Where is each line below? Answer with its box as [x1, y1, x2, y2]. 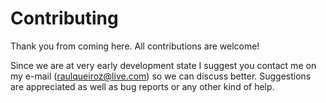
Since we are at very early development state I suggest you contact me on [10, 59, 317, 71]
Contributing [10, 7, 119, 30]
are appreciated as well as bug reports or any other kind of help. [10, 80, 275, 92]
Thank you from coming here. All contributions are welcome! [10, 40, 260, 52]
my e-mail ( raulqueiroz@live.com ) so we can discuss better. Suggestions [10, 70, 312, 82]
